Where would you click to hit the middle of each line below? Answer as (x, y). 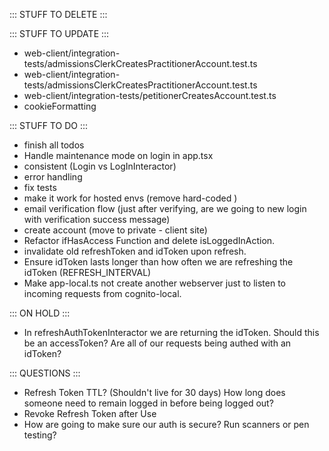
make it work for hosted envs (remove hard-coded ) (130, 198)
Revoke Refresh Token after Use (90, 413)
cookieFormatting (60, 106)
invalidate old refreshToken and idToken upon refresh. (135, 251)
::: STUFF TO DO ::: (48, 125)
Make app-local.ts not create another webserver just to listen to (154, 283)
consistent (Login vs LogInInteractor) (100, 166)
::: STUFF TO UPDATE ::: (59, 33)
